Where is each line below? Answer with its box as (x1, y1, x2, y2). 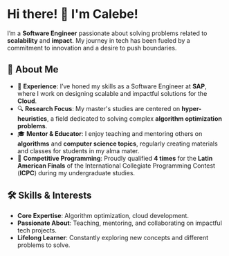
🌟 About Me (7, 63, 59, 75)
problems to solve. (17, 241, 71, 249)
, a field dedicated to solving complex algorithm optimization (46, 114, 223, 123)
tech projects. (17, 226, 57, 234)
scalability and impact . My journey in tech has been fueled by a (7, 36, 190, 44)
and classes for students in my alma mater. (17, 146, 140, 155)
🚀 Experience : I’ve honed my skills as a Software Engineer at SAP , (17, 82, 207, 90)
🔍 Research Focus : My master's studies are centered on (17, 104, 181, 112)
